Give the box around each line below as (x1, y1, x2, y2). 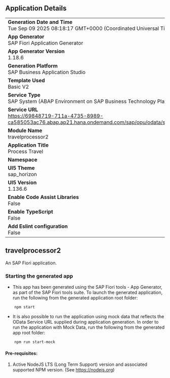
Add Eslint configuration (8, 223, 68, 230)
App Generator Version (8, 48, 65, 55)
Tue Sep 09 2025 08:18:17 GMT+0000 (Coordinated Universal (8, 25, 159, 32)
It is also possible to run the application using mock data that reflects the (12, 313, 164, 319)
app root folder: (12, 329, 46, 335)
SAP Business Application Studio (8, 68, 86, 76)
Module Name (8, 127, 42, 134)
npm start (14, 304, 35, 310)
